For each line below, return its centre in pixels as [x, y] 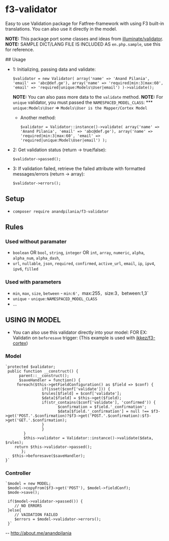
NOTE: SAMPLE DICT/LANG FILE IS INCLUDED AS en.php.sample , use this [83, 44]
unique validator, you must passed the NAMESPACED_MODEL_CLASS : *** [82, 102]
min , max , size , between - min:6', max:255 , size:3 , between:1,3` [80, 293]
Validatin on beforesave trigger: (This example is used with [74, 337]
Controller [18, 473]
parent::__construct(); [44, 376]
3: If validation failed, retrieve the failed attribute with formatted [79, 168]
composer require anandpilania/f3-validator [61, 211]
